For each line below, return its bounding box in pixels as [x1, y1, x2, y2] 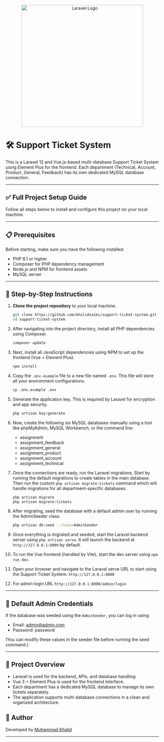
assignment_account [19, 455, 62, 461]
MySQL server [12, 271, 42, 277]
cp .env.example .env [12, 387, 56, 392]
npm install [12, 364, 37, 369]
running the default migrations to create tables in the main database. [12, 475, 150, 481]
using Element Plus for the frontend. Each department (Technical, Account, [5, 164, 156, 170]
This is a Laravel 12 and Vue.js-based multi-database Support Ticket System [5, 159, 159, 165]
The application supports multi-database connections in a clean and [12, 694, 150, 700]
